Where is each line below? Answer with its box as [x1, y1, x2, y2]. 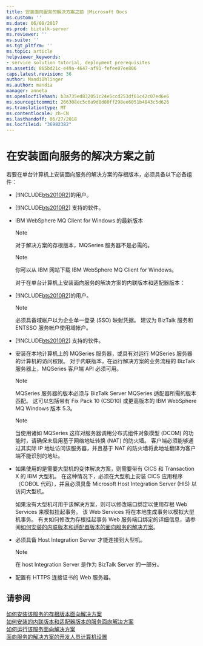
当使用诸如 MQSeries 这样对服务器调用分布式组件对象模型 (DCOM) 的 [15, 430, 189, 437]
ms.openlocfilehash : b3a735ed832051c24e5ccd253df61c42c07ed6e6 [6, 93, 170, 99]
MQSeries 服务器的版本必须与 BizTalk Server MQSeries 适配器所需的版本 [15, 390, 197, 397]
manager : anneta [6, 88, 47, 94]
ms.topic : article [6, 48, 53, 55]
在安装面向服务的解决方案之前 [6, 150, 156, 164]
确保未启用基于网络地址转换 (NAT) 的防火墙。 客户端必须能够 [36, 437, 188, 444]
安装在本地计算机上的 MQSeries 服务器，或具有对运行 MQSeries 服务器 [15, 350, 193, 358]
